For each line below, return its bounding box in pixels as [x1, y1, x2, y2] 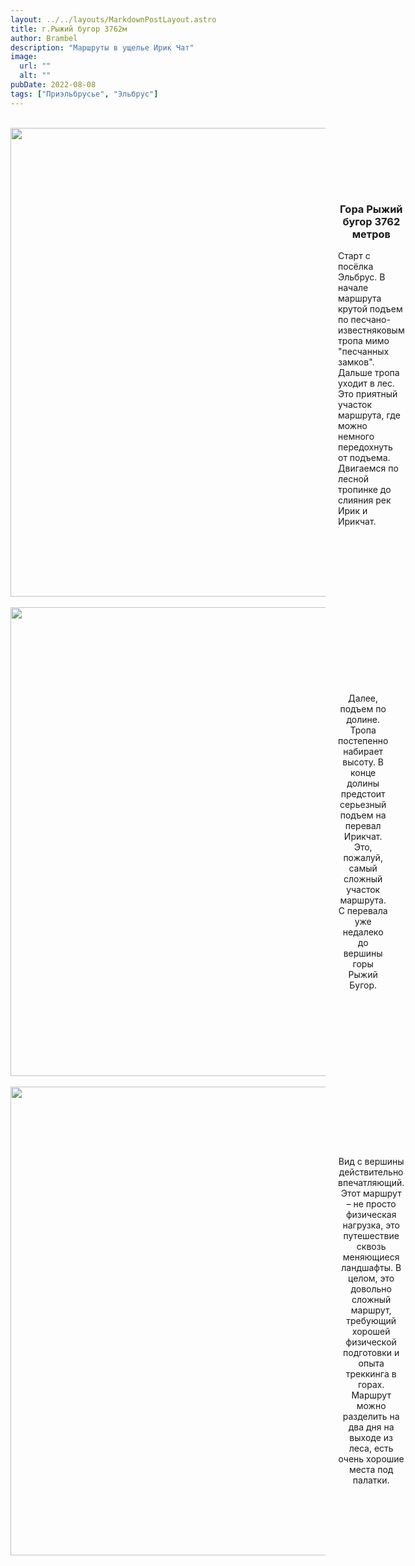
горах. [357, 1379, 385, 1391]
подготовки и [343, 1347, 400, 1359]
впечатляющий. [338, 1177, 405, 1189]
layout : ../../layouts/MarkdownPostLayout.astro [10, 14, 217, 25]
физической [345, 1336, 397, 1348]
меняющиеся [342, 1251, 400, 1263]
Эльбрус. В [338, 271, 386, 283]
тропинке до [338, 484, 392, 496]
